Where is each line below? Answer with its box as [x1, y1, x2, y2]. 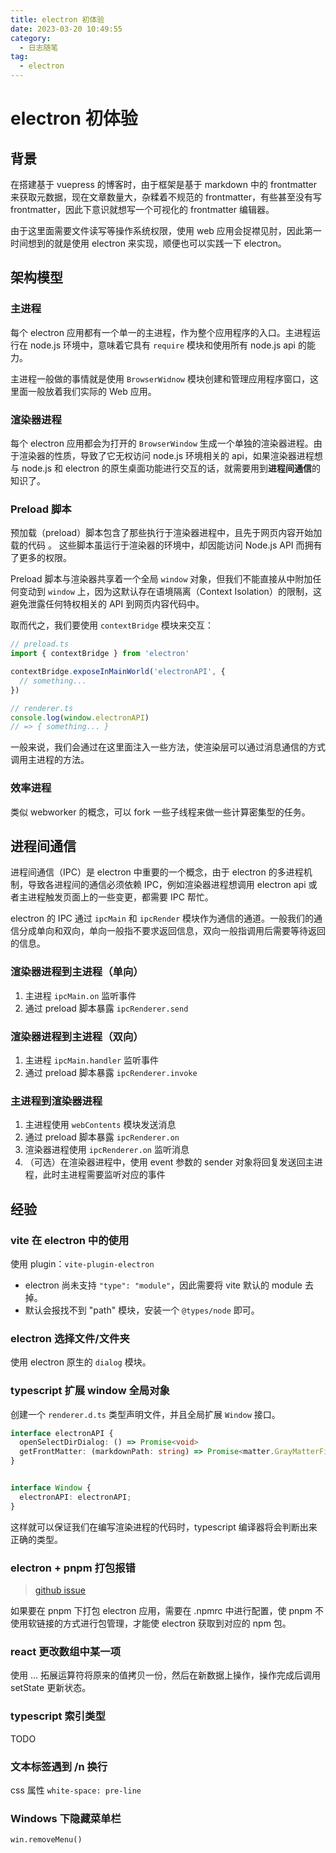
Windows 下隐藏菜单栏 [10, 1811, 122, 1825]
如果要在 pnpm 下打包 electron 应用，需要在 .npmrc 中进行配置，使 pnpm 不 [10, 1604, 325, 1616]
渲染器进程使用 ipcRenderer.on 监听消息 [24, 1144, 190, 1156]
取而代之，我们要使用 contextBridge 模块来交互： [10, 619, 214, 631]
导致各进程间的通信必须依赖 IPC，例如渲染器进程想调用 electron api [27, 879, 307, 891]
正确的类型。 [10, 1533, 63, 1545]
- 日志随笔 [19, 42, 59, 53]
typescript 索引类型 [10, 1709, 106, 1723]
